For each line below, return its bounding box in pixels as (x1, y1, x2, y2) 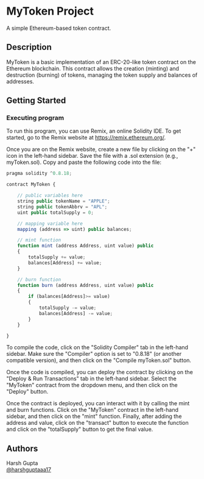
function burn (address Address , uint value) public (17, 282, 154, 288)
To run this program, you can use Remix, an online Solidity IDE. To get (6, 127, 181, 135)
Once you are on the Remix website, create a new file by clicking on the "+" (6, 146, 196, 153)
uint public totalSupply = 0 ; (17, 209, 94, 216)
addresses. (6, 77, 35, 85)
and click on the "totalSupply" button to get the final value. (6, 425, 153, 433)
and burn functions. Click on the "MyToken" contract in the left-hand (6, 406, 178, 414)
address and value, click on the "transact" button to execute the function (6, 419, 189, 427)
